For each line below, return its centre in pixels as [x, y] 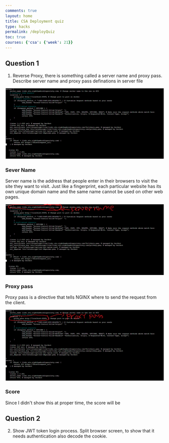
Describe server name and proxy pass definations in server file [78, 81]
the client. [16, 303]
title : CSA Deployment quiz [35, 21]
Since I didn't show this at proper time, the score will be [63, 403]
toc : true [16, 37]
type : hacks [18, 27]
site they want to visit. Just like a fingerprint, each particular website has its [83, 187]
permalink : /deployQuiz [30, 32]
